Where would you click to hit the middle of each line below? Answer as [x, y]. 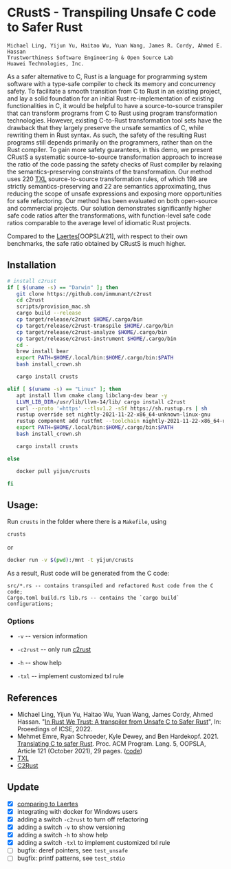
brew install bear [43, 352]
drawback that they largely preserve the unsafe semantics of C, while [106, 127]
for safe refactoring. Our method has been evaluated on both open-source [112, 200]
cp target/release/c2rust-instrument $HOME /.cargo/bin [96, 339]
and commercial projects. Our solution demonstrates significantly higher [109, 208]
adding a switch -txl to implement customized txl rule [93, 843]
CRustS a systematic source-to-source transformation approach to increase [115, 157]
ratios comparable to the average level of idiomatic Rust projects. [99, 222]
